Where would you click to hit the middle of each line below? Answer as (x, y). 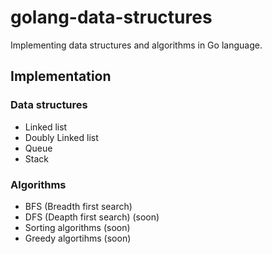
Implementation (61, 76)
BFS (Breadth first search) (78, 206)
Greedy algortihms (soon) (78, 238)
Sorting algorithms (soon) (77, 227)
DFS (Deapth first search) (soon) (92, 217)
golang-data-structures (111, 17)
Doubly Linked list (61, 137)
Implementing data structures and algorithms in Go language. (136, 45)
